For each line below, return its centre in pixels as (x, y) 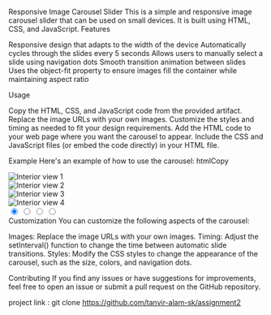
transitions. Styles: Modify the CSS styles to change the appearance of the (133, 254)
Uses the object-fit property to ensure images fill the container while (123, 71)
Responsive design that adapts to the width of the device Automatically (127, 45)
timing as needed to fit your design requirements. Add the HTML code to (130, 128)
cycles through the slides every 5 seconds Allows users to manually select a (136, 53)
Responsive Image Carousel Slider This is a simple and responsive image (130, 12)
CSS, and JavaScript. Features (60, 29)
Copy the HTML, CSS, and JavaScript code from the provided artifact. (125, 110)
